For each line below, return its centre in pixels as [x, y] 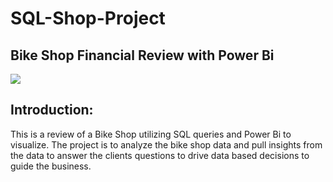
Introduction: [52, 110]
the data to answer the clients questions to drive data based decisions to [160, 155]
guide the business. [51, 166]
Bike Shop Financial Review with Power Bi [142, 55]
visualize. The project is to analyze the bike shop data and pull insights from [166, 144]
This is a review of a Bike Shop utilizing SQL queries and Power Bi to [151, 134]
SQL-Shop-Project [88, 18]
